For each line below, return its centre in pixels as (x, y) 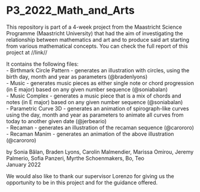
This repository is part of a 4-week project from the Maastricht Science (94, 27)
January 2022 (24, 164)
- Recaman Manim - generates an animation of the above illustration (90, 134)
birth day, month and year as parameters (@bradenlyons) (77, 77)
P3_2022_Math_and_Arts (70, 10)
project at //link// (27, 52)
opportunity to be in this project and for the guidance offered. (82, 182)
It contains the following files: (43, 64)
